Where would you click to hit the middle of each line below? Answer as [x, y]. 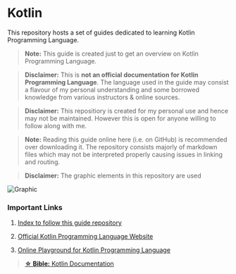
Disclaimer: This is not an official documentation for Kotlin [111, 75]
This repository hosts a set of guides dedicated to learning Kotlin [101, 32]
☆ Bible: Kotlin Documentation [69, 264]
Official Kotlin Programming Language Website [85, 237]
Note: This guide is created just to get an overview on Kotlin [112, 54]
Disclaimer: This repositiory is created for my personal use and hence [126, 111]
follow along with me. [55, 125]
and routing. [42, 162]
